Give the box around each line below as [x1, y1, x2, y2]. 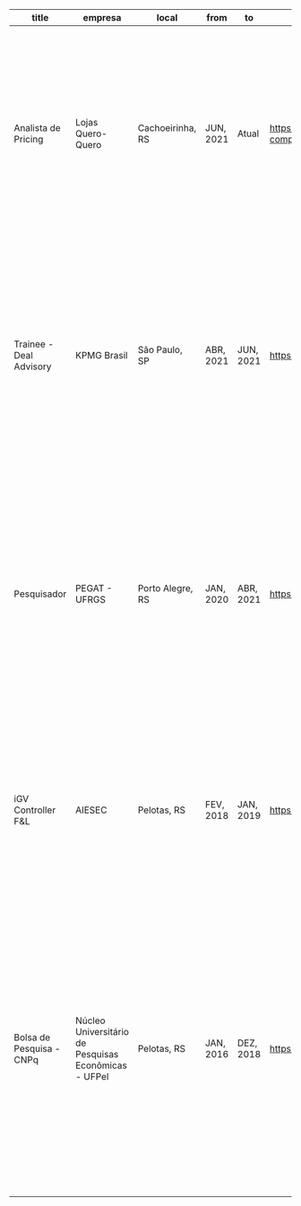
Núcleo [74, 1014, 106, 1027]
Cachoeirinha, [137, 122, 197, 134]
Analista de [13, 122, 61, 134]
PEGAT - [74, 582, 113, 594]
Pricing [13, 134, 44, 145]
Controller [13, 804, 56, 816]
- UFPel [74, 1071, 109, 1082]
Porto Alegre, [137, 582, 193, 594]
